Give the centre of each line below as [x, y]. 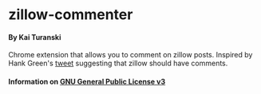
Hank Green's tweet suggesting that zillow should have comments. [118, 63]
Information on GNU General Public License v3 [87, 81]
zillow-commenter [71, 15]
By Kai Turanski [35, 37]
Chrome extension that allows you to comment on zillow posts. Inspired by [130, 55]
